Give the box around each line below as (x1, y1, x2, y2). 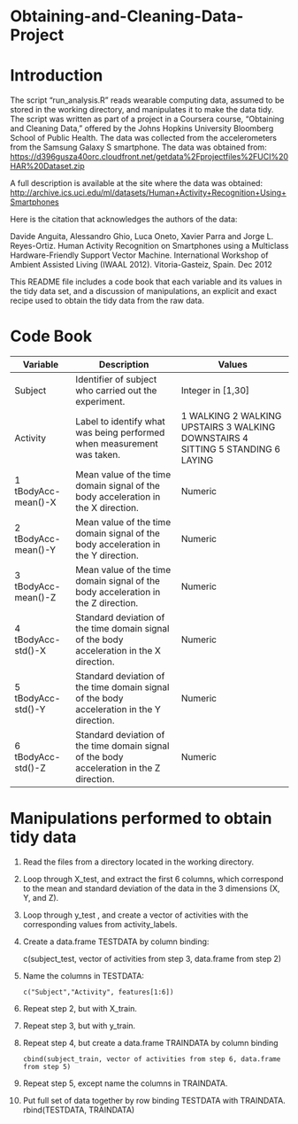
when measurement (75, 438, 158, 450)
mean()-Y (14, 544, 57, 556)
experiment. (75, 396, 126, 408)
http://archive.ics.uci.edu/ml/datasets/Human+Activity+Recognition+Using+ (10, 188, 287, 198)
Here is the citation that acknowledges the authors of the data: (10, 214, 238, 225)
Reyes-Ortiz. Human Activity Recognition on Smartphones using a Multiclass (10, 241, 289, 252)
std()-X (14, 645, 47, 657)
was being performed (75, 427, 165, 439)
